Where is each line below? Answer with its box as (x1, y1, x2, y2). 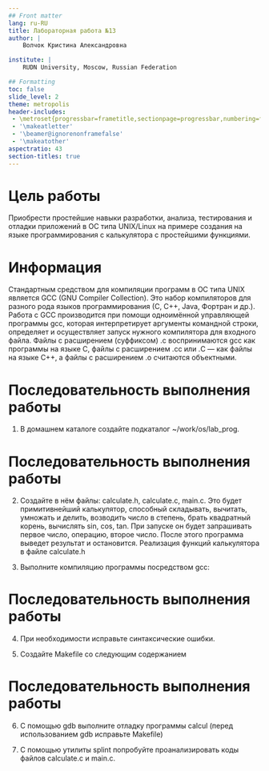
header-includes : (8, 107, 66, 116)
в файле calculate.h (19, 547, 86, 556)
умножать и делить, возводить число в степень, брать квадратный (19, 513, 251, 523)
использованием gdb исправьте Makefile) (19, 729, 163, 739)
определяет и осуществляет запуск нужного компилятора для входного (8, 327, 256, 337)
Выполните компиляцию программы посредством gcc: (19, 562, 211, 572)
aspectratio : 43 (8, 145, 62, 153)
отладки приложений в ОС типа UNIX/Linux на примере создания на (8, 222, 243, 231)
